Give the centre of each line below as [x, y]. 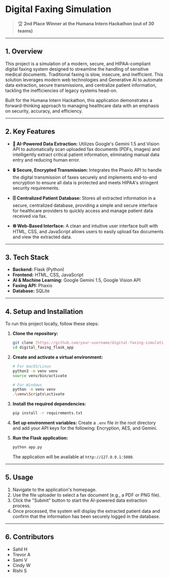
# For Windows [27, 385]
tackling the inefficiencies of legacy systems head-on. [61, 90]
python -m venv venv [34, 390]
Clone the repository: [35, 334]
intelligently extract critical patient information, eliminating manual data [86, 154]
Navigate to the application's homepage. [55, 489]
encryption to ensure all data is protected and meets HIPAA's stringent [85, 182]
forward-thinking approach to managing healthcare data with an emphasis [82, 106]
